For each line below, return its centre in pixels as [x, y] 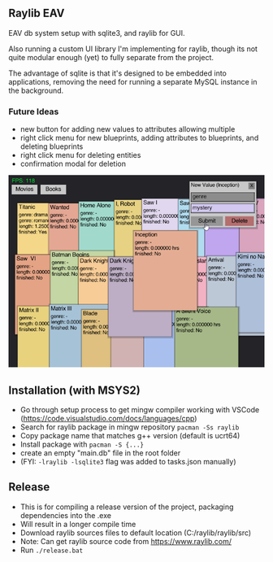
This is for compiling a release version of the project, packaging [127, 507]
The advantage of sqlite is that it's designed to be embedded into [118, 73]
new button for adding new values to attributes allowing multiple [128, 129]
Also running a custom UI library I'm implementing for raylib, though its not [133, 49]
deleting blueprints [52, 146]
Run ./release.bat [52, 550]
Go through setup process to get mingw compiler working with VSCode [140, 409]
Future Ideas [34, 111]
